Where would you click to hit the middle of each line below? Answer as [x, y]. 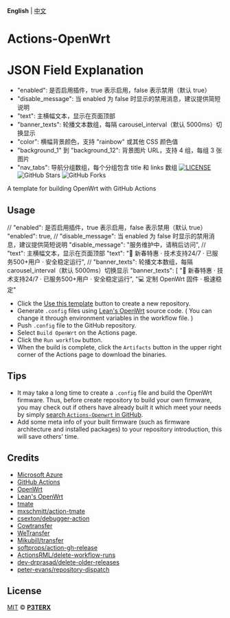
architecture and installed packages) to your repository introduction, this [119, 429]
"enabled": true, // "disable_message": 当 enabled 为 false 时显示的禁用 [108, 236]
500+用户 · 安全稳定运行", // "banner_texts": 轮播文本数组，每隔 [103, 262]
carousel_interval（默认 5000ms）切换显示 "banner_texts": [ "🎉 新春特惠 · [112, 270]
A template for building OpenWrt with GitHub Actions [82, 189]
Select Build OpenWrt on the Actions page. [77, 332]
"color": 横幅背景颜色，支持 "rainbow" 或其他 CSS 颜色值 [97, 142]
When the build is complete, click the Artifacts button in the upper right [119, 347]
